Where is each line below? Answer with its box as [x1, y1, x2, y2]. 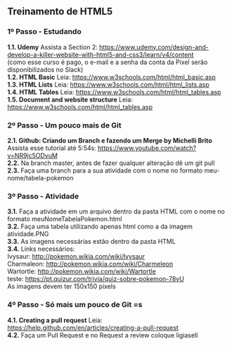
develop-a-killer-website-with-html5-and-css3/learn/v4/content [7, 50, 194, 58]
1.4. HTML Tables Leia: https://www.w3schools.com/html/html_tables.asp [7, 87, 221, 96]
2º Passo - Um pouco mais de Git [7, 120, 122, 130]
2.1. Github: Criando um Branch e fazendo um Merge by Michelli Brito [7, 136, 212, 144]
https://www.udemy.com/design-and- [99, 42, 209, 51]
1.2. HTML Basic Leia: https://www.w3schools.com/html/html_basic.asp [7, 73, 216, 81]
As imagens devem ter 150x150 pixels [7, 282, 116, 291]
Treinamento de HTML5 [7, 6, 113, 18]
